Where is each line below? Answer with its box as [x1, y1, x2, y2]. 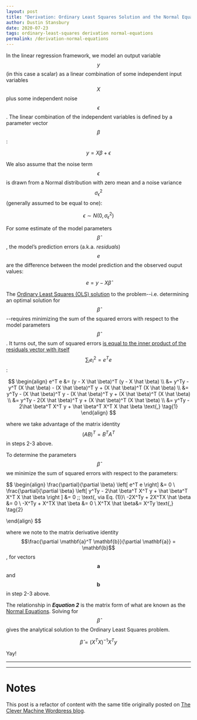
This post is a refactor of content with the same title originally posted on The [6, 701, 191, 708]
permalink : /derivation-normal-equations [6, 36, 109, 42]
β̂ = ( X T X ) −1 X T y [80, 638, 117, 645]
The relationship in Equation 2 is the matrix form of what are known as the [6, 601, 186, 608]
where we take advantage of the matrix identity [6, 420, 120, 428]
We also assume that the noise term [6, 161, 93, 167]
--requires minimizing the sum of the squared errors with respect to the [6, 315, 179, 322]
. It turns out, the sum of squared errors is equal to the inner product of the [6, 339, 186, 346]
